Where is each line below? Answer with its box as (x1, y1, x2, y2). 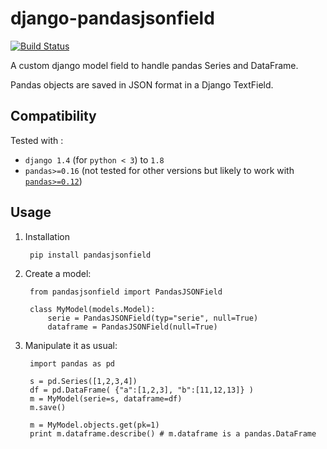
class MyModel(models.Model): (29, 304, 156, 314)
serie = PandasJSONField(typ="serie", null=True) (47, 313, 259, 323)
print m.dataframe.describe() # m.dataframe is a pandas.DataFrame (29, 428, 317, 439)
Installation (24, 230, 71, 242)
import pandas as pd (29, 358, 115, 369)
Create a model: (24, 267, 92, 279)
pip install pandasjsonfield (29, 250, 152, 260)
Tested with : (10, 134, 64, 146)
